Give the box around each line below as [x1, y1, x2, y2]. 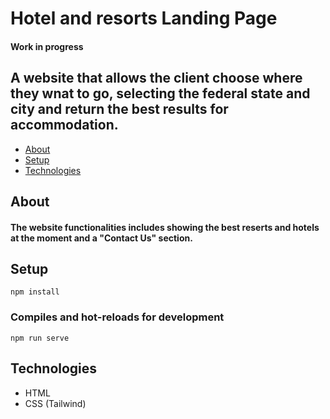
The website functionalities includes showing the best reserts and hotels [10, 221, 320, 233]
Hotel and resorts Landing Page [10, 7, 278, 30]
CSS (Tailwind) [24, 397, 87, 409]
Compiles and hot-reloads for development [10, 310, 225, 324]
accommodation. [10, 117, 119, 134]
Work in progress [10, 40, 84, 52]
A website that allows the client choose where [10, 70, 303, 87]
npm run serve [10, 333, 70, 343]
